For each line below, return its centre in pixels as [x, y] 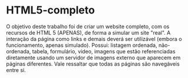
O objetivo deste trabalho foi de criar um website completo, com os [88, 26]
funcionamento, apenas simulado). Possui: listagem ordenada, [82, 45]
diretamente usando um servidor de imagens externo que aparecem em [93, 57]
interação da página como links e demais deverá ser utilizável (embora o [94, 39]
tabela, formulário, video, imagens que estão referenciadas [104, 51]
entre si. [16, 70]
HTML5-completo [51, 10]
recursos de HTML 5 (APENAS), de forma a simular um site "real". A [88, 32]
